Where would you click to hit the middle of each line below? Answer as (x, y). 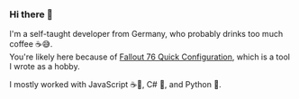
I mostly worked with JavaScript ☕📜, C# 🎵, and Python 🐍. (116, 85)
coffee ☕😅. (31, 44)
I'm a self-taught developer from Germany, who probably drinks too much (146, 34)
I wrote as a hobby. (45, 67)
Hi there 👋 (32, 14)
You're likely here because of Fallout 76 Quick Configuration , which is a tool (150, 57)
